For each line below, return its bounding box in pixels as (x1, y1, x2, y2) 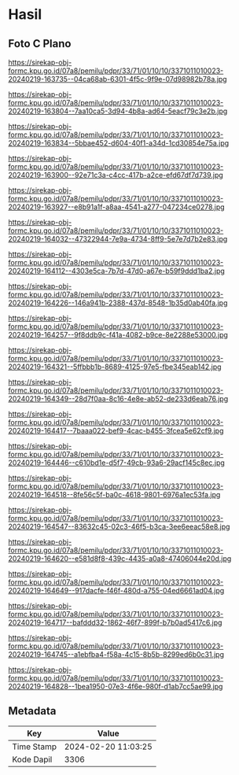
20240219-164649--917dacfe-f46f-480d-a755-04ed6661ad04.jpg (8, 586, 225, 595)
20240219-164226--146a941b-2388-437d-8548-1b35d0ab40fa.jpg (8, 298, 228, 308)
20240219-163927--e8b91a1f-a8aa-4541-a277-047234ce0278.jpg (8, 202, 226, 212)
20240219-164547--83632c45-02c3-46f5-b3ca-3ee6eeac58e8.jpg (8, 522, 230, 531)
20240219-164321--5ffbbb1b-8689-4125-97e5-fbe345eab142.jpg (8, 362, 222, 371)
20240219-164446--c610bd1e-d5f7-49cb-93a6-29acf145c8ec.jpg (8, 458, 226, 467)
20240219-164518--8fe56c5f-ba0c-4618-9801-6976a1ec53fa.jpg (8, 490, 221, 499)
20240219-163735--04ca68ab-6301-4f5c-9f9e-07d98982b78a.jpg (8, 75, 227, 83)
